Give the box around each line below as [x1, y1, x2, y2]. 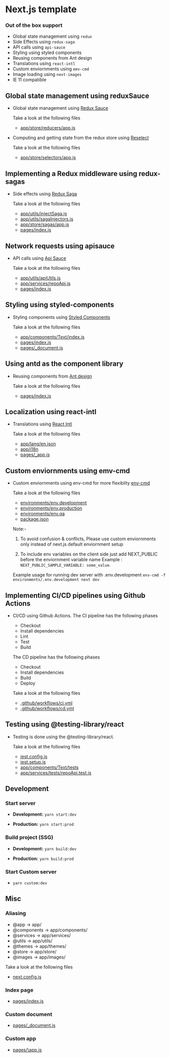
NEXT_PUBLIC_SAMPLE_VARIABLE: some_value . [20, 562, 111, 568]
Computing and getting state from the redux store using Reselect [12, 135, 149, 141]
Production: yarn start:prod [12, 821, 74, 827]
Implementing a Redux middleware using [5, 169, 137, 178]
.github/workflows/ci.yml [20, 700, 73, 706]
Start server [5, 800, 36, 807]
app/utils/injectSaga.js [20, 211, 67, 217]
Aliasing [5, 910, 26, 917]
